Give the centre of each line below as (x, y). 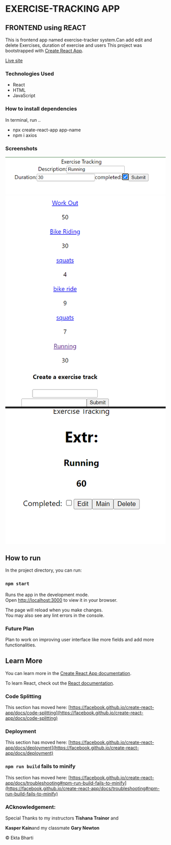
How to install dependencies (41, 109)
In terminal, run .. (23, 120)
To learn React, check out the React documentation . (60, 683)
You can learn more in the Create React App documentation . (68, 673)
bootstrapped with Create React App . (44, 51)
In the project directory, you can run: (44, 570)
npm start (17, 584)
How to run (23, 558)
